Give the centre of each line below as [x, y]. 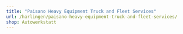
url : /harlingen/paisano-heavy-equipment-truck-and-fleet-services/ [92, 17]
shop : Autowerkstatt [31, 22]
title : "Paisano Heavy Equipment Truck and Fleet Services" [81, 11]
